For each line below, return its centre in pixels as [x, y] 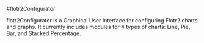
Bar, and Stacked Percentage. [44, 33]
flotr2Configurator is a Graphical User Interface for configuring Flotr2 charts [102, 20]
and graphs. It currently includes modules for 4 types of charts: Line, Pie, [98, 27]
